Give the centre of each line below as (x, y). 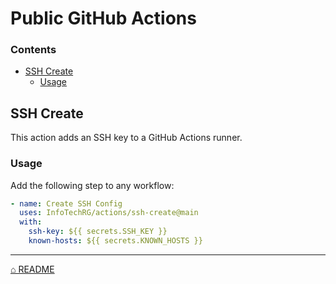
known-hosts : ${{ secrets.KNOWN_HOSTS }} (115, 241)
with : (31, 222)
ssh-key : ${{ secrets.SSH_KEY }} (98, 232)
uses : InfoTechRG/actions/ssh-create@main (109, 213)
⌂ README (32, 269)
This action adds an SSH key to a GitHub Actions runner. (126, 138)
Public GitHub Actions (103, 18)
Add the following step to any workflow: (92, 185)
